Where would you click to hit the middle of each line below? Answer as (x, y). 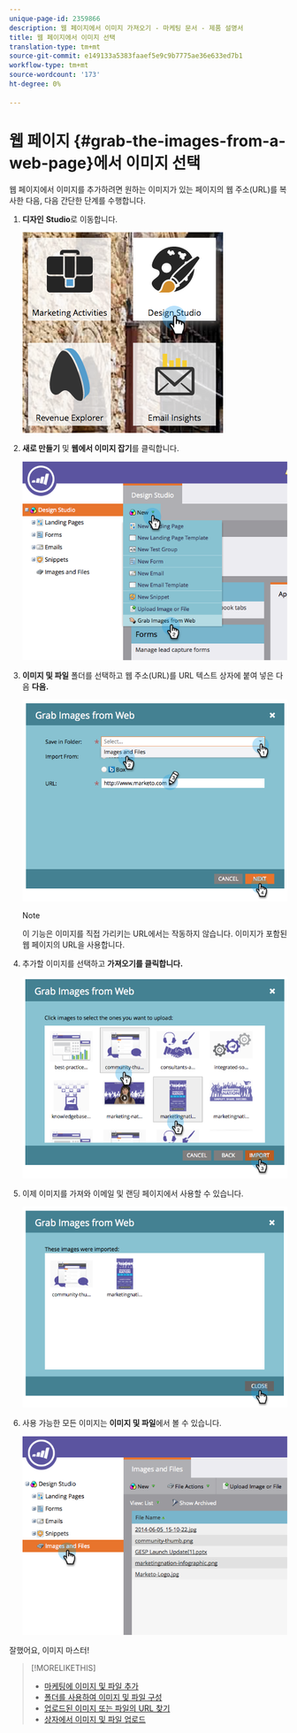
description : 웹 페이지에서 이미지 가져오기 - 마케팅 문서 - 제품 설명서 (126, 28)
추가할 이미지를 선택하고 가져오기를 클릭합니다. (103, 963)
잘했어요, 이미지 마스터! (49, 1651)
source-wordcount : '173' (55, 75)
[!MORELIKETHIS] (63, 1668)
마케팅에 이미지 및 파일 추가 (91, 1686)
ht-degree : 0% (35, 84)
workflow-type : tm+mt (49, 65)
